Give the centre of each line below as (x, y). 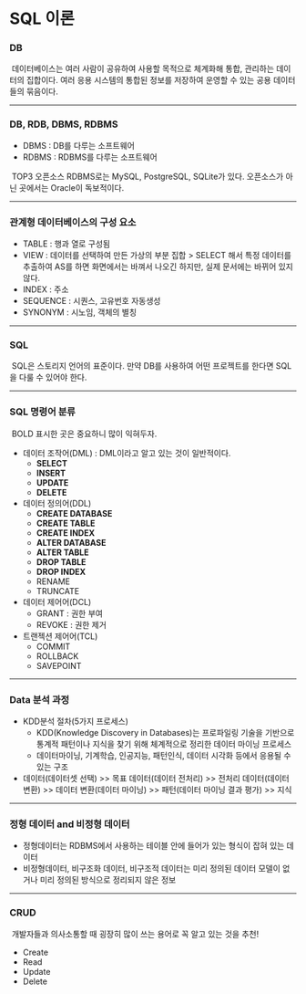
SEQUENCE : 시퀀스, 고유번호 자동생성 (92, 301)
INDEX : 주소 (46, 289)
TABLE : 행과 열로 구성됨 (66, 244)
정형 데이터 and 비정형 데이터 (70, 824)
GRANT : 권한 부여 (69, 613)
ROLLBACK (57, 656)
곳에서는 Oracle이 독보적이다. (71, 187)
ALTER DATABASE (71, 542)
